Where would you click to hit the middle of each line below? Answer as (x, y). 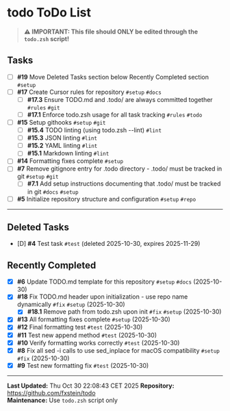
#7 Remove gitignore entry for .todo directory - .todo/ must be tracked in (119, 169)
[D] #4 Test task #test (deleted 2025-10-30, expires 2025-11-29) (108, 244)
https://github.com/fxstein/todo (51, 393)
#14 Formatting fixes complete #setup (70, 161)
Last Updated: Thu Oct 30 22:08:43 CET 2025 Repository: (91, 386)
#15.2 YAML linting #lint (62, 146)
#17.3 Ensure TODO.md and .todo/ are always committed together (120, 99)
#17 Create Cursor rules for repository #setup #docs (89, 92)
